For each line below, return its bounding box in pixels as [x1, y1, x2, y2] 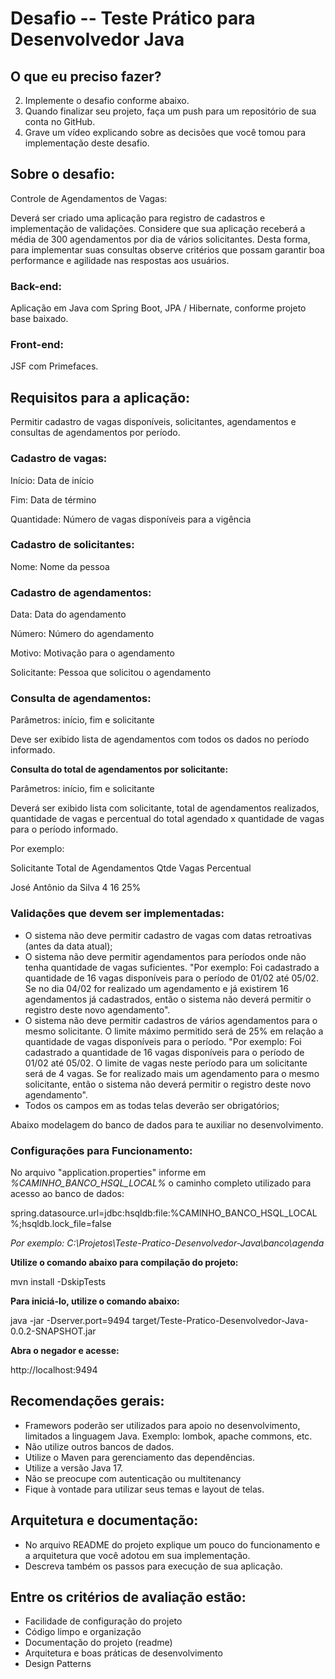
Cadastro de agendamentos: [10, 585, 152, 599]
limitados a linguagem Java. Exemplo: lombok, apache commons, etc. [24, 1430, 313, 1442]
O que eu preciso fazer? [10, 68, 162, 85]
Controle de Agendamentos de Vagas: [10, 192, 168, 204]
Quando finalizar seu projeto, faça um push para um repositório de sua [24, 105, 317, 117]
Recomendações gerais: [10, 1393, 165, 1410]
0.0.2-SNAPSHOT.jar [10, 1325, 97, 1337]
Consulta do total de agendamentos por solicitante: [10, 763, 229, 776]
